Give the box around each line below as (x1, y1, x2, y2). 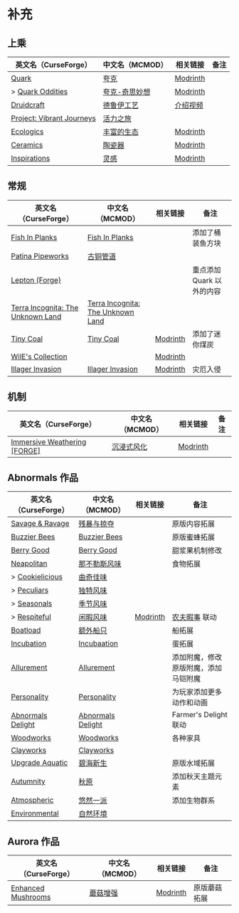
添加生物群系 (171, 796, 216, 806)
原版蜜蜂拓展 (171, 532, 216, 542)
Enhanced (11, 883, 45, 893)
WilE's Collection (11, 352, 68, 361)
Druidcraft (11, 100, 45, 110)
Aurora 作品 (7, 835, 60, 848)
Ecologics (11, 127, 44, 136)
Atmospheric (11, 795, 54, 805)
